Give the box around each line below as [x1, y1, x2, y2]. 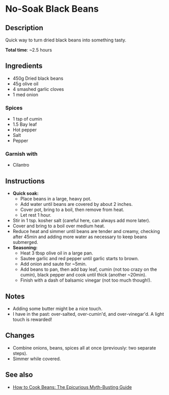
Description [5, 24, 43, 32]
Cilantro [12, 162, 30, 168]
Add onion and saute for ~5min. [20, 261, 87, 267]
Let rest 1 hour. [20, 212, 52, 218]
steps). [12, 350, 27, 356]
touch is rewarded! [12, 316, 52, 322]
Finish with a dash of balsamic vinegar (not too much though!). [20, 277, 152, 284]
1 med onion [12, 91, 39, 98]
